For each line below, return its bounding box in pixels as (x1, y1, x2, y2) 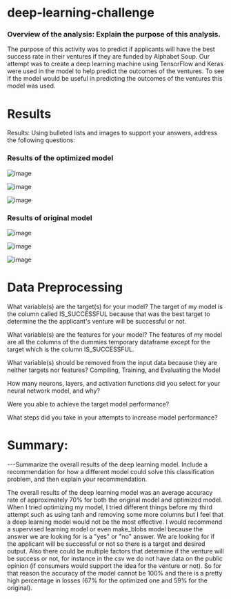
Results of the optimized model (7, 153, 114, 163)
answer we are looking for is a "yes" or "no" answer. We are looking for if (7, 532, 215, 540)
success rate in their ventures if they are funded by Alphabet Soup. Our (7, 52, 210, 61)
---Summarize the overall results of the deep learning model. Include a (7, 460, 208, 469)
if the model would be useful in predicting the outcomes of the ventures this (7, 75, 223, 83)
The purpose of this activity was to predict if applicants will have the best (7, 45, 215, 53)
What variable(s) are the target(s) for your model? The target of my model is (7, 302, 223, 311)
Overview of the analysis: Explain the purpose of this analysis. (7, 30, 221, 39)
